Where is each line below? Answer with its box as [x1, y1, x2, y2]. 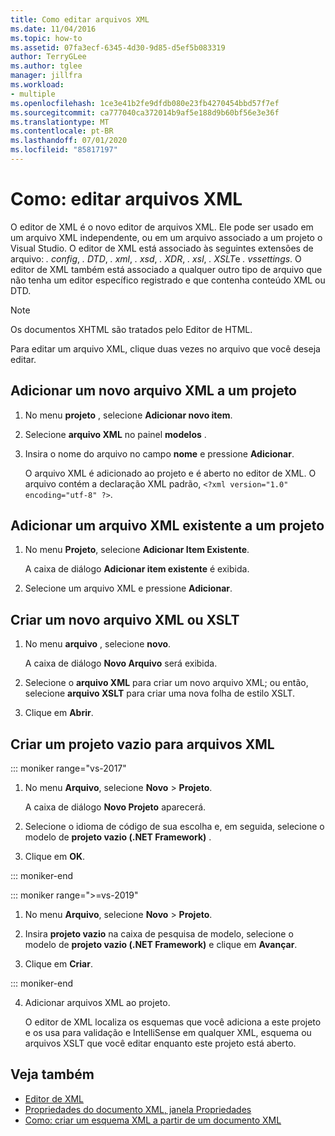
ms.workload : [10, 80, 65, 90]
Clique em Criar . [24, 958, 93, 970]
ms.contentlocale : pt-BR [10, 126, 114, 136]
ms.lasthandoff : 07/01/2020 [10, 136, 128, 146]
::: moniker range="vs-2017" [10, 762, 127, 775]
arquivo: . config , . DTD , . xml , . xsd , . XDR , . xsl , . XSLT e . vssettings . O [10, 252, 302, 265]
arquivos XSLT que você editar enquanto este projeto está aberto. [24, 1037, 297, 1050]
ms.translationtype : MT [10, 117, 110, 127]
